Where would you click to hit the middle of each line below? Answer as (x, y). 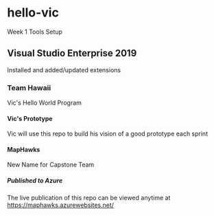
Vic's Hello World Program (45, 103)
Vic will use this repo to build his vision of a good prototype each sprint (107, 134)
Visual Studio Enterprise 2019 (72, 53)
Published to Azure (35, 181)
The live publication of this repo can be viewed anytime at (89, 198)
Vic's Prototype (30, 118)
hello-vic (33, 13)
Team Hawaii (29, 87)
